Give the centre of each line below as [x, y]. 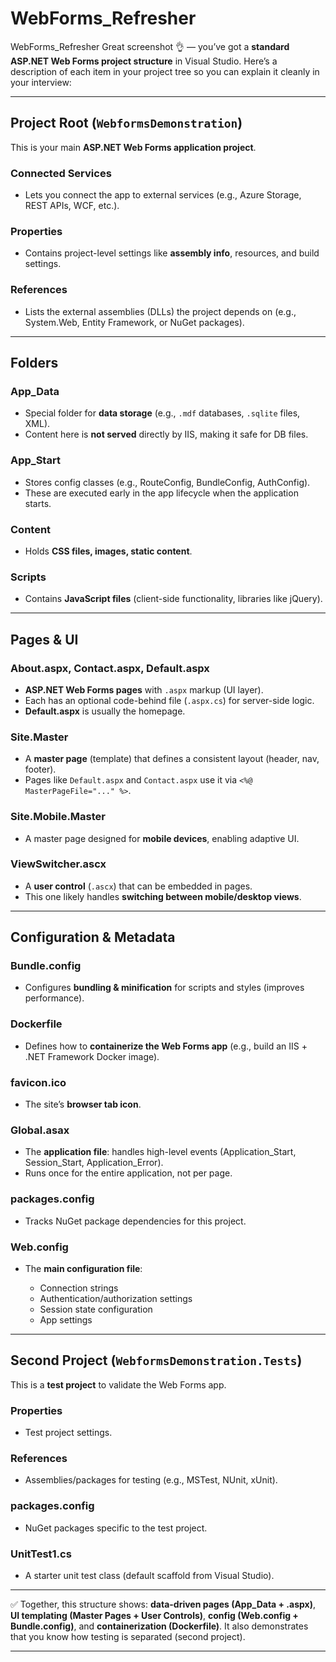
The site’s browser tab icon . [83, 1104]
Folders [34, 363]
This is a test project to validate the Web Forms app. [118, 1384]
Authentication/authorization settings [116, 1298]
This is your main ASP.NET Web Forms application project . [133, 147]
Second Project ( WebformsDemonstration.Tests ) [156, 1360]
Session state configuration [96, 1309]
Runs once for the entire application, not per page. [128, 1173]
